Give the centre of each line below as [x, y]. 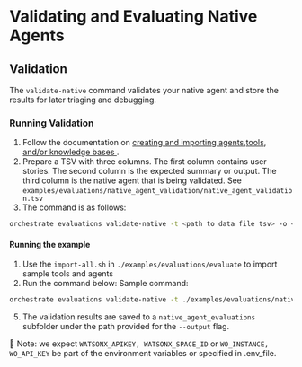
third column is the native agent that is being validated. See [132, 180]
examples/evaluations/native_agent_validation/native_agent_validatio [157, 191]
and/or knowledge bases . [71, 152]
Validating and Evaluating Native [133, 17]
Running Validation [52, 123]
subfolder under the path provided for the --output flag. [126, 327]
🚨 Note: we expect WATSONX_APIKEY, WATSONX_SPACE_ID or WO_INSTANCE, [139, 344]
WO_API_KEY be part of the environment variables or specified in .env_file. [143, 354]
